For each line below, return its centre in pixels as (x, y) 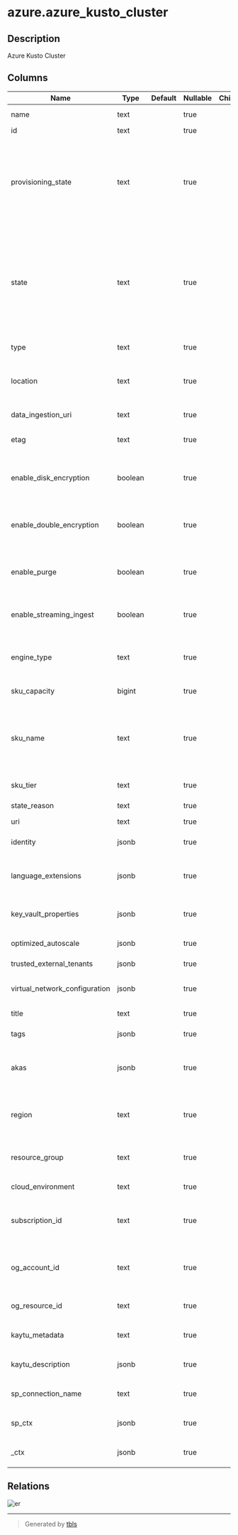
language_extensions (46, 876)
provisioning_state (41, 182)
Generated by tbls (51, 1524)
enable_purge (34, 571)
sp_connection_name (46, 1394)
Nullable (198, 98)
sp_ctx (22, 1423)
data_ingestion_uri (41, 414)
